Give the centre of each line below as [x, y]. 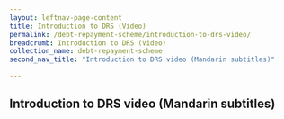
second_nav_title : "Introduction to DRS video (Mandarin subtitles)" [142, 59]
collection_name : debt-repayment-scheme [86, 51]
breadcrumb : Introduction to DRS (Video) [88, 43]
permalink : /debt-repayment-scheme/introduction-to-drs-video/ [130, 34]
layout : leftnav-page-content [66, 18]
